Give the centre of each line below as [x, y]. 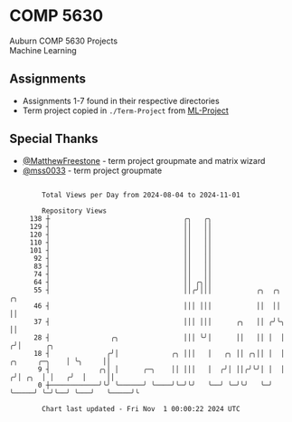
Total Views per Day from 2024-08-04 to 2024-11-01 [141, 195]
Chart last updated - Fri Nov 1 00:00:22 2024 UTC [141, 408]
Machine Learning [43, 50]
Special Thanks [54, 139]
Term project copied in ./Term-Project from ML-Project [125, 110]
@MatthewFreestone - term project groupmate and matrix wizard [144, 160]
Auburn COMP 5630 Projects [64, 41]
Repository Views [74, 211]
